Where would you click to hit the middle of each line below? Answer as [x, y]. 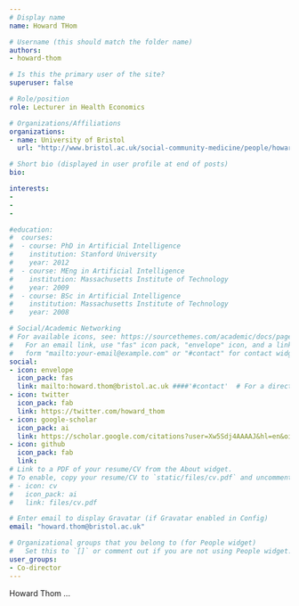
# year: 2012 [39, 263]
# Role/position [39, 99]
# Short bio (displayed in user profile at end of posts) [119, 164]
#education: [31, 229]
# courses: [31, 238]
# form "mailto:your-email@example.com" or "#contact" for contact [141, 353]
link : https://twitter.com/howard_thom [91, 411]
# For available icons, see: [63, 337]
